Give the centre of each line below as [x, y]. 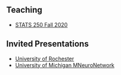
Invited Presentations [47, 44]
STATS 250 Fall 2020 [41, 24]
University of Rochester [44, 59]
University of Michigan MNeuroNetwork [65, 65]
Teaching [24, 10]
